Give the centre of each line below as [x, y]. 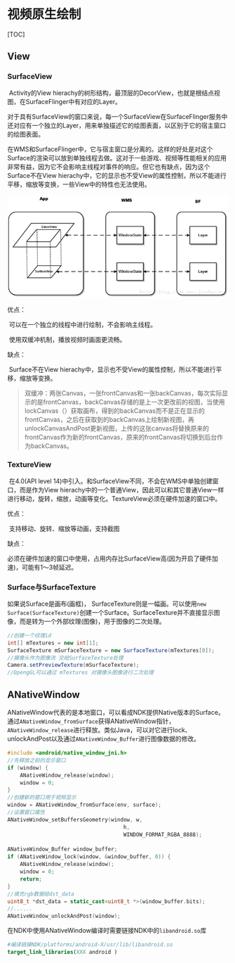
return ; [31, 879]
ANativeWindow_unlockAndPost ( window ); [64, 916]
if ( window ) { [28, 767]
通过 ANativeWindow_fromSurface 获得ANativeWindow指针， [91, 721]
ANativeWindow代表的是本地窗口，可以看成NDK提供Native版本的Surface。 [116, 713]
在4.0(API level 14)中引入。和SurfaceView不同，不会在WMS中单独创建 [110, 481]
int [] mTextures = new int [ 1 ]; [53, 643]
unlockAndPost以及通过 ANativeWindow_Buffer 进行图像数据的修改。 [103, 739]
